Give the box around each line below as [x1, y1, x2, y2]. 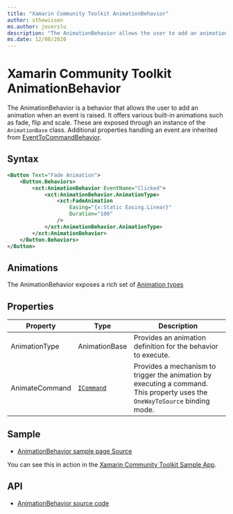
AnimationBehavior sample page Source [17, 447, 132, 455]
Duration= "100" [69, 210, 113, 217]
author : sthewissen [7, 17, 64, 24]
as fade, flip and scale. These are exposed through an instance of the [7, 119, 206, 127]
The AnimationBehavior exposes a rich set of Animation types [7, 281, 184, 289]
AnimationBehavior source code [17, 499, 110, 507]
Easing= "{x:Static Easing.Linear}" [69, 204, 172, 211]
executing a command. [134, 379, 208, 388]
